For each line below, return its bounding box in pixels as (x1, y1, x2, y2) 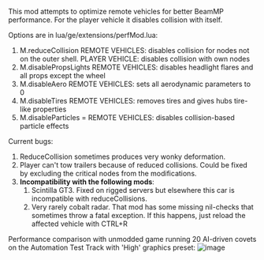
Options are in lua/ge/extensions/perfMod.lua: (8, 31, 158, 40)
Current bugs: (8, 137, 54, 145)
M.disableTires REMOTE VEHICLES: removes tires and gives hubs (19, 96, 232, 105)
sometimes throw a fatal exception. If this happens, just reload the (31, 211, 246, 220)
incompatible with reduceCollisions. (31, 194, 148, 203)
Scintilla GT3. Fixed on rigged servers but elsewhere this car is (31, 186, 235, 194)
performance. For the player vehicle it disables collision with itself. (8, 15, 223, 24)
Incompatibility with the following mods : (19, 177, 155, 187)
